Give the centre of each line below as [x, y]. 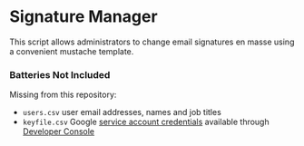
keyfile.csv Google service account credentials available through [146, 122]
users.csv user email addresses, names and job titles [122, 112]
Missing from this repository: [63, 95]
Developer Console [59, 131]
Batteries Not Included [60, 74]
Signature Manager [83, 17]
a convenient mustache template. [72, 51]
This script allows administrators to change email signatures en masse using [152, 42]
